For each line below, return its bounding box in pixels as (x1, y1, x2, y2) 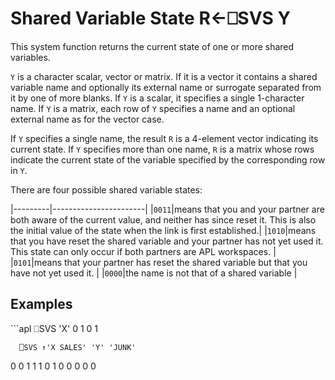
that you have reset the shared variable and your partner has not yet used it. (10, 235, 324, 247)
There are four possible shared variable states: (10, 183, 203, 196)
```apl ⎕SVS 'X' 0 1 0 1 (10, 322, 99, 334)
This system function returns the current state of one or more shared (10, 40, 295, 52)
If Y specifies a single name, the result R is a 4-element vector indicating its (10, 132, 319, 144)
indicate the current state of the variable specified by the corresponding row (10, 153, 326, 166)
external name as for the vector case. (10, 113, 165, 125)
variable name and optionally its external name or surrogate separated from (10, 81, 322, 93)
